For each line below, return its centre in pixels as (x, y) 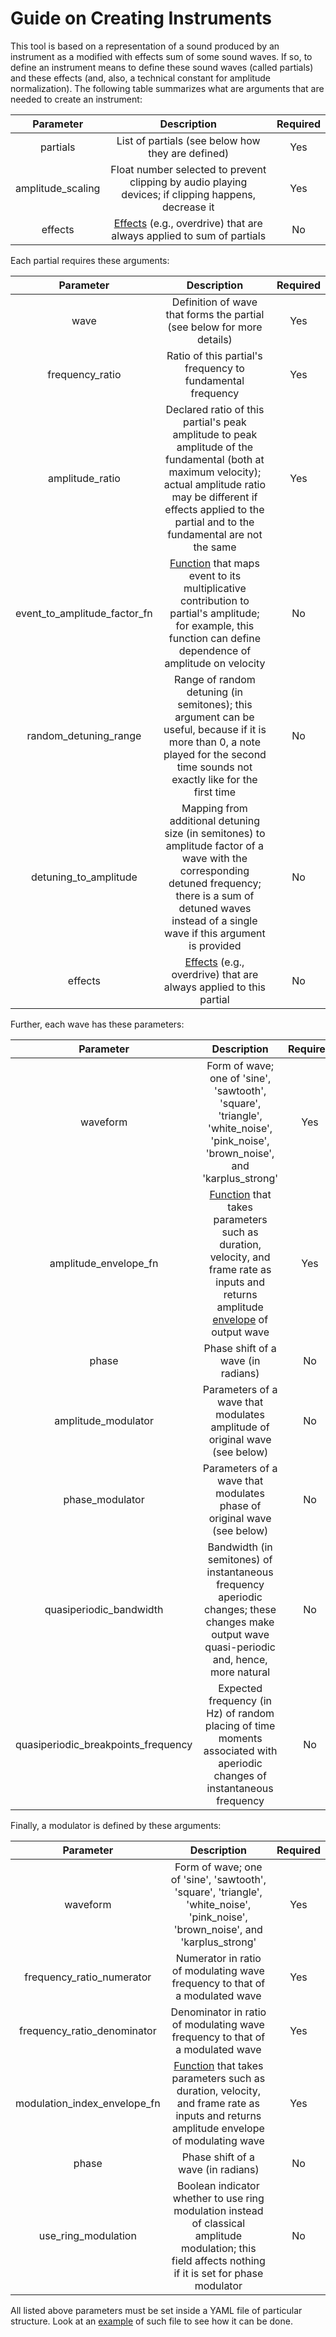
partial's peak (215, 422)
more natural (240, 1672)
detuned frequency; (215, 883)
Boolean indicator (218, 2185)
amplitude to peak (215, 434)
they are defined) (189, 153)
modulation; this (219, 2248)
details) (214, 339)
